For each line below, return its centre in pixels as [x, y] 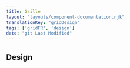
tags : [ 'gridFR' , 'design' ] [41, 28]
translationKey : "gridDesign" [43, 22]
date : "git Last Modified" [39, 33]
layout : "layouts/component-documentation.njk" [66, 17]
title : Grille [24, 11]
